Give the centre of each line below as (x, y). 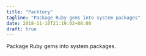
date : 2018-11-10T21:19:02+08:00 (49, 23)
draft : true (21, 29)
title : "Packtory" (30, 12)
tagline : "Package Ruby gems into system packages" (73, 18)
